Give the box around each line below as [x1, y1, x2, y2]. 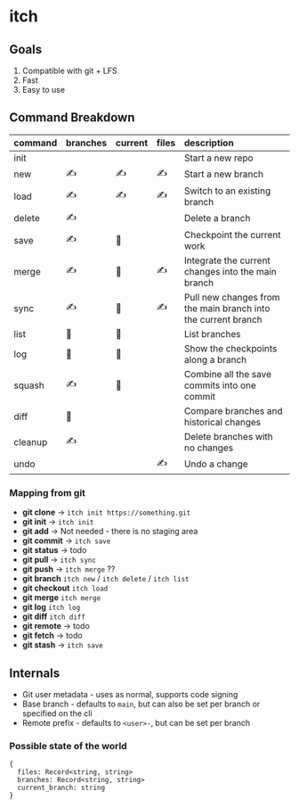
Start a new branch [183, 168, 264, 180]
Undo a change [183, 458, 248, 470]
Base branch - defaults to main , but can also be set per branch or [21, 698, 261, 709]
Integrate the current [183, 254, 271, 267]
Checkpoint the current [183, 228, 282, 241]
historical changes [183, 416, 262, 428]
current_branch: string [17, 783, 105, 793]
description [183, 136, 234, 149]
